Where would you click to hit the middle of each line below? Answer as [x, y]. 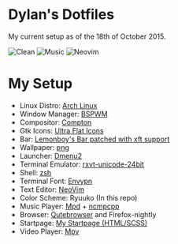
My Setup [41, 84]
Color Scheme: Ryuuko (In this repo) [78, 197]
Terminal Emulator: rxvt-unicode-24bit [82, 164]
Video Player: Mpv [49, 231]
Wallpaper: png [44, 147]
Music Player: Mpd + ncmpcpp [69, 206]
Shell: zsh [35, 172]
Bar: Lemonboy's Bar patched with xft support [95, 139]
